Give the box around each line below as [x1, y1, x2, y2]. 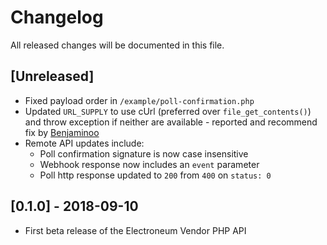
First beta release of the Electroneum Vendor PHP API [24, 224, 247, 236]
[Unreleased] [10, 68, 95, 85]
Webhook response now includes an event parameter [39, 158, 260, 170]
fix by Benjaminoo [24, 126, 100, 138]
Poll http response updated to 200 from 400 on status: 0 [39, 169, 272, 181]
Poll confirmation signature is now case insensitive [39, 147, 249, 160]
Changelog [10, 6, 104, 29]
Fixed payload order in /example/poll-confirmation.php [24, 94, 255, 106]
